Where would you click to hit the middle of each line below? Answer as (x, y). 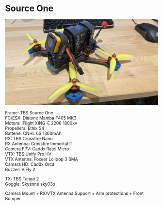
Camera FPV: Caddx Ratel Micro (37, 149)
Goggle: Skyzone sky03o (30, 184)
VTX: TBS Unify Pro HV (28, 154)
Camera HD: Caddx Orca (30, 164)
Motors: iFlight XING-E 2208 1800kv (41, 123)
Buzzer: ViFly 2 (20, 170)
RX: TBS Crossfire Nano (29, 139)
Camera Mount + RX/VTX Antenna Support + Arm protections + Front (74, 193)
